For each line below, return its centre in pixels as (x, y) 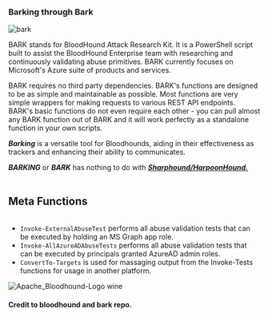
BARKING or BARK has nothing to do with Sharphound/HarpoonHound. (128, 168)
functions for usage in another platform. (86, 271)
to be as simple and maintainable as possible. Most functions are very (123, 94)
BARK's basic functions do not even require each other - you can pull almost (134, 111)
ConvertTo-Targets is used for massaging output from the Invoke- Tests (136, 263)
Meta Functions (48, 201)
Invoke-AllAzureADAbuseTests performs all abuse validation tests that (133, 245)
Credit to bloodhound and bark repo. (70, 304)
